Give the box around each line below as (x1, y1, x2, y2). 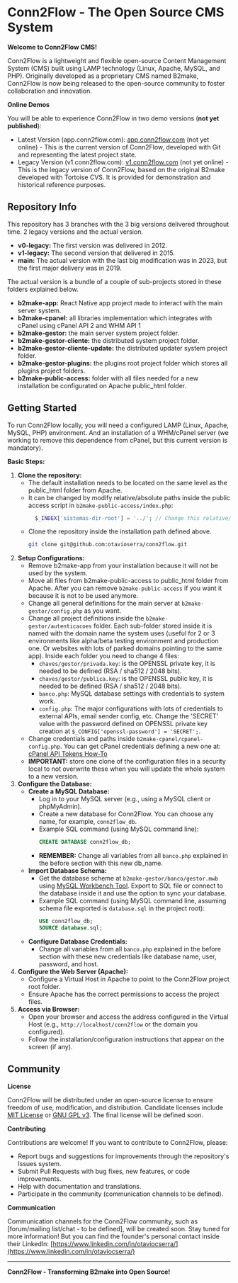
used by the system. (28, 569, 88, 577)
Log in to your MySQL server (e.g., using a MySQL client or (38, 795, 211, 803)
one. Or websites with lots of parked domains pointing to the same (28, 644, 222, 652)
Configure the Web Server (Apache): (17, 967, 129, 976)
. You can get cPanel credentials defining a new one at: (59, 742, 221, 751)
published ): (7, 121, 42, 130)
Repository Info (7, 201, 77, 213)
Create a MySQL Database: (28, 787, 110, 796)
